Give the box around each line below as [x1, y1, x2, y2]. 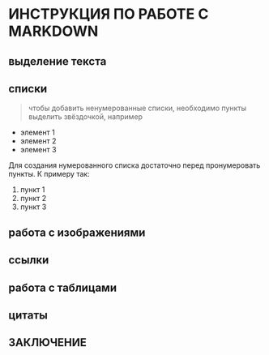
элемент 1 [19, 127, 55, 138]
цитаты [8, 308, 49, 322]
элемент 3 [19, 145, 57, 155]
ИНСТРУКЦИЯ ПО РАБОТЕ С [8, 5, 209, 24]
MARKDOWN [8, 22, 99, 41]
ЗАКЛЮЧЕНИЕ [8, 336, 88, 349]
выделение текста [8, 54, 107, 68]
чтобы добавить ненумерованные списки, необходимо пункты [28, 103, 247, 113]
